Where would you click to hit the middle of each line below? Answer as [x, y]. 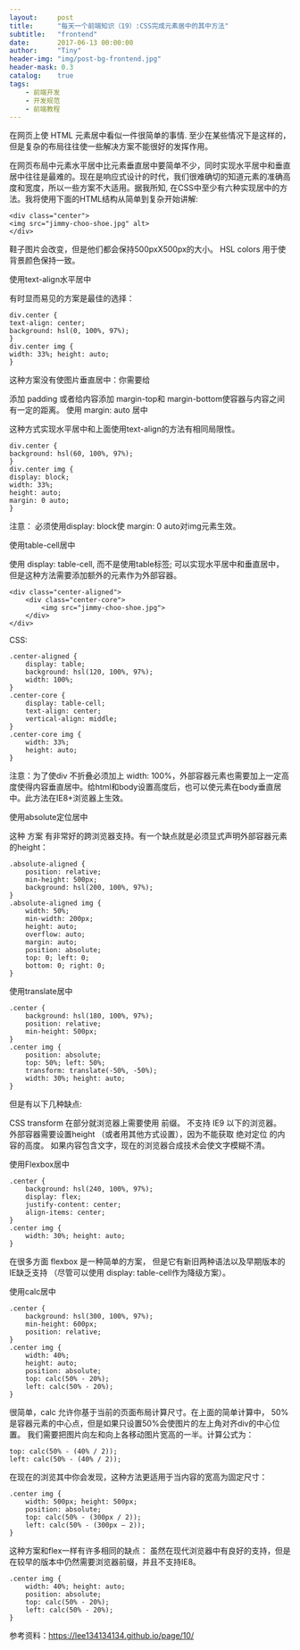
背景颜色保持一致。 [45, 261]
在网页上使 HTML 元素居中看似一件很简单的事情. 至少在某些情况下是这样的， [150, 136]
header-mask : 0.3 [42, 68]
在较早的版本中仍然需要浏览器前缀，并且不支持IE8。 [105, 1562]
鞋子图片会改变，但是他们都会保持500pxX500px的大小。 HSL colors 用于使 [148, 249]
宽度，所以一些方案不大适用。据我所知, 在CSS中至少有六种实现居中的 [152, 188]
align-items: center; [65, 1213]
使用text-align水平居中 [50, 280]
